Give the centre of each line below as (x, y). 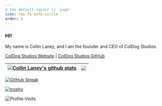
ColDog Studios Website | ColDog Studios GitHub (55, 56)
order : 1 (14, 19)
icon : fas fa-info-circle (31, 14)
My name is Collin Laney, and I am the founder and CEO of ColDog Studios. (81, 46)
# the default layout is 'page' (38, 10)
